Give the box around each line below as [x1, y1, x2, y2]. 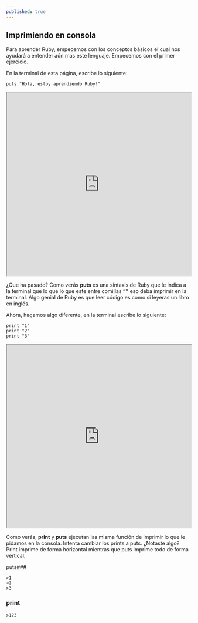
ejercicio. [6, 58, 28, 65]
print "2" [6, 328, 30, 334]
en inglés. [6, 300, 30, 307]
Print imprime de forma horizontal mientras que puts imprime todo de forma [6, 546, 189, 553]
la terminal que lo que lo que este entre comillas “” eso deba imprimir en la [6, 288, 187, 295]
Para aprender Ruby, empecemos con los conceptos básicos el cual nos [6, 46, 180, 53]
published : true [6, 8, 46, 15]
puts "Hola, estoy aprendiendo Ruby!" [6, 81, 101, 87]
